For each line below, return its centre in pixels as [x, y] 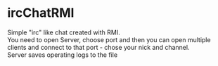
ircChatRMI [41, 13]
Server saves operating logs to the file [63, 55]
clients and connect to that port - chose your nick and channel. [98, 47]
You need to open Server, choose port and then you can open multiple [109, 39]
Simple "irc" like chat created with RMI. [64, 32]
